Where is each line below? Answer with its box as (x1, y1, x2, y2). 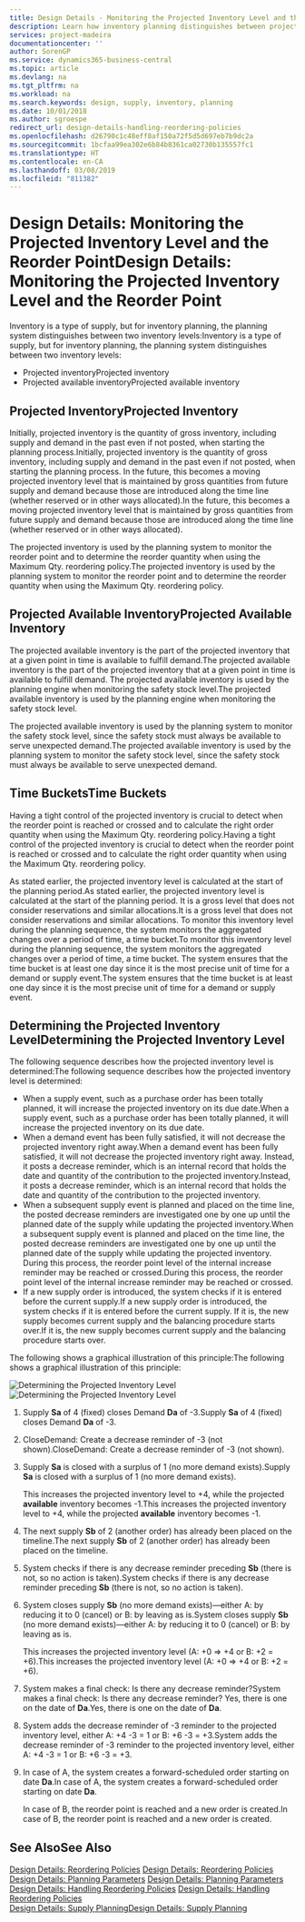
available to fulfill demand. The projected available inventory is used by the (9, 674, 290, 685)
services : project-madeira (9, 30, 112, 39)
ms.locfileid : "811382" (9, 174, 100, 183)
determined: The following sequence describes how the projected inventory (9, 1066, 291, 1077)
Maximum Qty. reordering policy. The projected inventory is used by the (9, 561, 276, 571)
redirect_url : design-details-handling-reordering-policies (9, 124, 242, 133)
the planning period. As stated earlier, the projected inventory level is (9, 885, 265, 896)
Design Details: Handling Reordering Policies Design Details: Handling (9, 1884, 271, 1895)
